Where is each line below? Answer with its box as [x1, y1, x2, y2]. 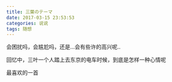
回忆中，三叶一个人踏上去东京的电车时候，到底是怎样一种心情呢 [6, 56, 166, 64]
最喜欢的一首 [6, 69, 38, 77]
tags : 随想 [6, 26, 32, 32]
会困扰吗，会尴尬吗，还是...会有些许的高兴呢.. [6, 43, 121, 50]
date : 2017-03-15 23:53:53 [6, 15, 75, 21]
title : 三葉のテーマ [6, 9, 53, 15]
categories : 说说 [6, 20, 49, 26]
